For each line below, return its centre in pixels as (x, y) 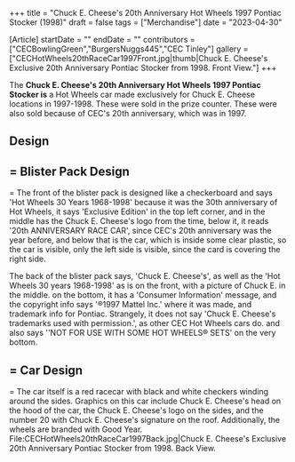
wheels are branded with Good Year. (76, 429)
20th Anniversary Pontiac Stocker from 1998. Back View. (112, 449)
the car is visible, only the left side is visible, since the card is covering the (145, 250)
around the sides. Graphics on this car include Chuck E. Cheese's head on (145, 401)
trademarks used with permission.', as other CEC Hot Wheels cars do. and (144, 323)
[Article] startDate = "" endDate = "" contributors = (102, 40)
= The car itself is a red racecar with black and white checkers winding (139, 392)
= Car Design (46, 370)
